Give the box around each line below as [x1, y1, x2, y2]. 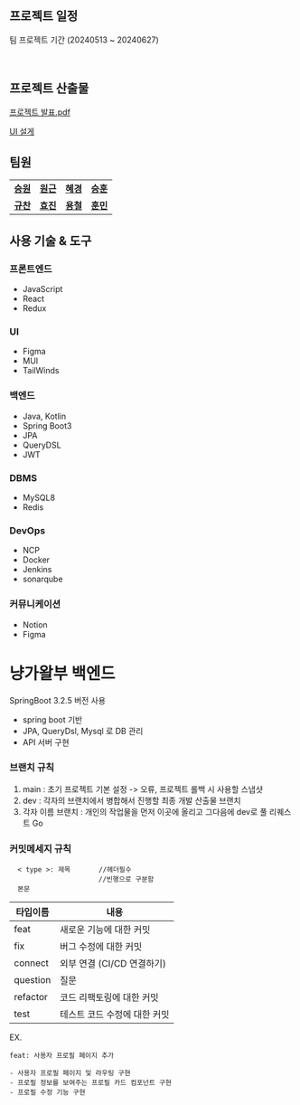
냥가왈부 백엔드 [9, 663, 116, 684]
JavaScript [22, 284, 63, 295]
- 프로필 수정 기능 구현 [9, 1088, 86, 1097]
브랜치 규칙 [9, 761, 55, 774]
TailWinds [22, 365, 60, 376]
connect [14, 957, 50, 969]
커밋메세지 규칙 [9, 842, 72, 855]
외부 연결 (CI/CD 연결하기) [60, 958, 167, 970]
